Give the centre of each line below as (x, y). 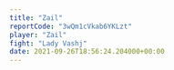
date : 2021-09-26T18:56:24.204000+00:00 (87, 52)
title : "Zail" (36, 18)
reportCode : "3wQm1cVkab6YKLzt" (71, 26)
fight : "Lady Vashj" (49, 43)
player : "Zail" (38, 35)
